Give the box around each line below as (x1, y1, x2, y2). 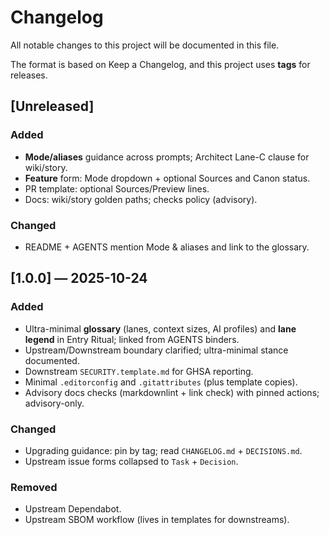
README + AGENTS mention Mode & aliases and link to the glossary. (24, 241, 310, 253)
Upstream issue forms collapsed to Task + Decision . (24, 455, 239, 467)
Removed (10, 480, 58, 494)
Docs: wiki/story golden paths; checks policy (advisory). (24, 193, 258, 205)
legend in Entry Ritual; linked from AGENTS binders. (24, 333, 240, 345)
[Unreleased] (10, 98, 95, 115)
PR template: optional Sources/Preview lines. (24, 182, 210, 195)
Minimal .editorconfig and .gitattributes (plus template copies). (24, 376, 298, 388)
